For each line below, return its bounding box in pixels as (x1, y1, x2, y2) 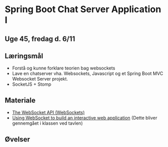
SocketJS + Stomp (12, 81, 52, 87)
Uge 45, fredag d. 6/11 (5, 34, 76, 43)
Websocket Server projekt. (12, 76, 68, 82)
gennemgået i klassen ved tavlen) (12, 120, 83, 126)
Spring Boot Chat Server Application (5, 4, 161, 15)
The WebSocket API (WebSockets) (12, 109, 85, 116)
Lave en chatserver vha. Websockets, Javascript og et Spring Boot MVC (12, 70, 163, 77)
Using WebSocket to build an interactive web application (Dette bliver (12, 115, 158, 121)
